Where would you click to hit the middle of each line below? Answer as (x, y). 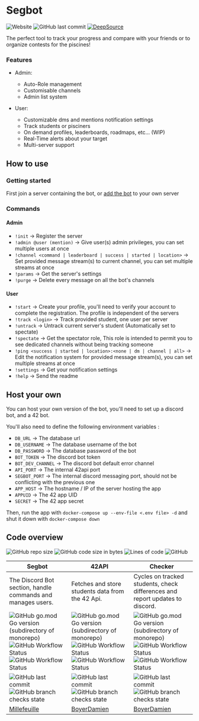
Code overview (35, 538)
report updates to (158, 598)
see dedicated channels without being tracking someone (84, 345)
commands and (31, 595)
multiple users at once (42, 249)
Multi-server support (49, 145)
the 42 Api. (87, 598)
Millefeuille (24, 709)
